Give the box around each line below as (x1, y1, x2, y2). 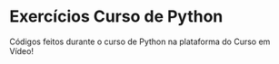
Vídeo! (9, 45, 35, 56)
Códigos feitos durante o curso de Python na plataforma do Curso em (9, 36, 271, 47)
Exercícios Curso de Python (9, 6, 224, 27)
